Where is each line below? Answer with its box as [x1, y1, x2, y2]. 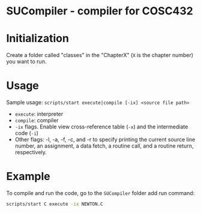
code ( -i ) [14, 130, 39, 137]
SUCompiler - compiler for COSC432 [6, 4, 193, 18]
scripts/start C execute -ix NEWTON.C [6, 201, 103, 207]
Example [6, 170, 50, 184]
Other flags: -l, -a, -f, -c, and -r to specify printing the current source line [14, 136, 196, 143]
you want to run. [6, 58, 47, 65]
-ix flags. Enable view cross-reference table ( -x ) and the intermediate [14, 123, 188, 130]
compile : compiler [14, 117, 59, 124]
